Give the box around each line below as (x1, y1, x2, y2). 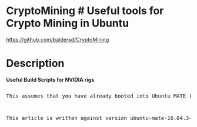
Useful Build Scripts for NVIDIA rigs (6, 76, 95, 83)
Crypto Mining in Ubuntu (6, 16, 129, 30)
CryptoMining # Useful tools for (6, 4, 164, 18)
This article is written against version (6, 115, 128, 121)
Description (6, 57, 65, 70)
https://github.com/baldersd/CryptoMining (6, 36, 109, 43)
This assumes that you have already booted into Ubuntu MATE (6, 92, 186, 99)
